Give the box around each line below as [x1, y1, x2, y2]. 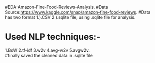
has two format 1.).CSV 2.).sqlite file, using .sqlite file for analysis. [5, 15, 136, 20]
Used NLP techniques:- [5, 31, 101, 43]
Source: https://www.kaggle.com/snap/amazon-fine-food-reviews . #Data [5, 9, 151, 15]
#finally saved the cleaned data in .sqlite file [5, 52, 93, 58]
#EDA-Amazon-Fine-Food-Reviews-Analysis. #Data [5, 4, 108, 10]
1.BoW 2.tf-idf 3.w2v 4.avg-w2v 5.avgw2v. [5, 47, 90, 53]
